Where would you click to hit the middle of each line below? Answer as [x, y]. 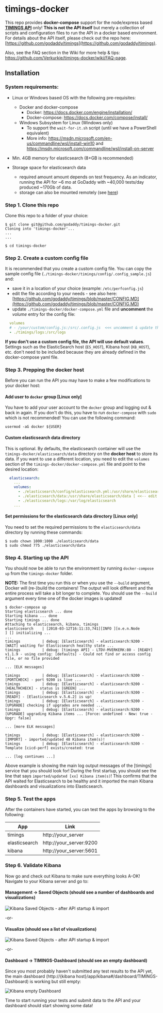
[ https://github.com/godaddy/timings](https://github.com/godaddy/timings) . [81, 43]
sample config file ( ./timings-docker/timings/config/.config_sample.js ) [78, 274]
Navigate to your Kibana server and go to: [47, 881]
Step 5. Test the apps [30, 799]
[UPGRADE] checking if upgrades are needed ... [54, 706]
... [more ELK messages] [30, 727]
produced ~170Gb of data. [46, 187]
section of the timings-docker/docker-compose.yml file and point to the [75, 464]
